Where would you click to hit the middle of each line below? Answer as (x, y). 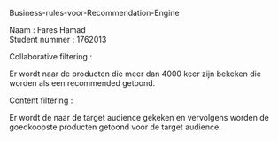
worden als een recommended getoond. (82, 83)
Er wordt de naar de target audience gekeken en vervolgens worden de (139, 117)
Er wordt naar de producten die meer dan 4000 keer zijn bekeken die (135, 74)
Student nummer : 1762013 (58, 39)
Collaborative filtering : (51, 56)
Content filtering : (41, 100)
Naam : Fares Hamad (47, 30)
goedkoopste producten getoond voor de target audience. (115, 127)
